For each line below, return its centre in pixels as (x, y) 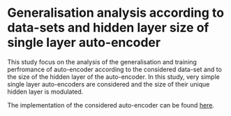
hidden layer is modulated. (45, 92)
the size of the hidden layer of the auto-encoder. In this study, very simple (113, 77)
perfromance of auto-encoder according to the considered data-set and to (114, 69)
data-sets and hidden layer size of (108, 28)
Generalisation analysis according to (116, 13)
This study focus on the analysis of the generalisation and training (102, 61)
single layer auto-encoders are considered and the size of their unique (109, 84)
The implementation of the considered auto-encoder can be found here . (111, 105)
